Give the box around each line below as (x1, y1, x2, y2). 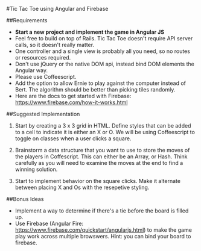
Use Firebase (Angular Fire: (14, 220, 83, 227)
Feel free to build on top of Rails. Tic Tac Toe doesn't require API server (14, 35, 193, 42)
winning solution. (14, 166, 58, 173)
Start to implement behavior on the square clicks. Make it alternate (14, 178, 181, 184)
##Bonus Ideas (6, 196, 44, 202)
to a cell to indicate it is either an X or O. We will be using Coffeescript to (14, 129, 195, 135)
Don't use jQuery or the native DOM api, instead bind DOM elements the (14, 60, 194, 67)
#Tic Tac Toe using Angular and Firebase (6, 5, 109, 12)
